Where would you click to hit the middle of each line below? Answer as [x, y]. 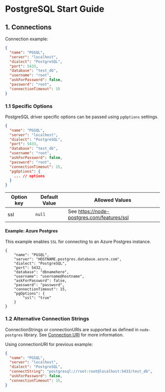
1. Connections [28, 27]
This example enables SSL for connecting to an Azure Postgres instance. [78, 242]
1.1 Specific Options [29, 106]
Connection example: [27, 39]
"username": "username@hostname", [49, 276]
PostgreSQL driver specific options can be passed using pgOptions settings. [82, 117]
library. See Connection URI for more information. [74, 335]
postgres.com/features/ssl [98, 218]
